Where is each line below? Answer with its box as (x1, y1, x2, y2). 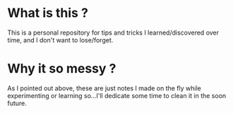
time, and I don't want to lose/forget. (7, 35, 114, 44)
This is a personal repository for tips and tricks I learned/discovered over (7, 28, 220, 37)
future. (7, 99, 27, 107)
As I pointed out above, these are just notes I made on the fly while (7, 83, 201, 93)
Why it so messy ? (7, 61, 116, 77)
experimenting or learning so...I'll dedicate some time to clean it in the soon (7, 91, 227, 100)
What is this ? (7, 5, 88, 21)
